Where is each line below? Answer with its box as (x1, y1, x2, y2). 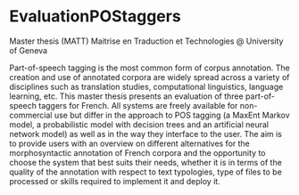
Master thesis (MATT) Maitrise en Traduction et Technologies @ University (9, 36, 284, 46)
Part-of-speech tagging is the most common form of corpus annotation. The (9, 62, 290, 73)
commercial (9, 110, 53, 120)
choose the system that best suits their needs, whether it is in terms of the (9, 157, 283, 167)
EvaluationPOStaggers (9, 6, 181, 27)
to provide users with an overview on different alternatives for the (9, 138, 250, 149)
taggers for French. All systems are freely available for (38, 100, 238, 110)
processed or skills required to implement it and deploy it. (9, 175, 220, 186)
